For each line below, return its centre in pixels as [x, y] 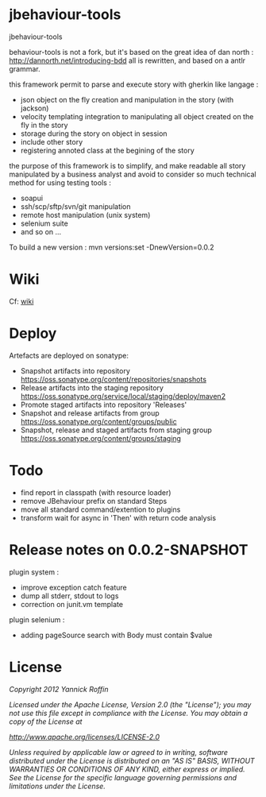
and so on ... [41, 231]
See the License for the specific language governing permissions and [123, 777]
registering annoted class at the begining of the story [108, 150]
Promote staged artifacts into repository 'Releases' [104, 404]
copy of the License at [46, 722]
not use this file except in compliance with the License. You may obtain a [129, 713]
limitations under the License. [57, 786]
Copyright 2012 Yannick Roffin [59, 689]
